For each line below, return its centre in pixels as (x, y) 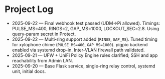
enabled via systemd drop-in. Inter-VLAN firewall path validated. (78, 50)
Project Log (29, 9)
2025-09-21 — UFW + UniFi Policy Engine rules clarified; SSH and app (85, 55)
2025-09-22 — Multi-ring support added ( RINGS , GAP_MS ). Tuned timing (85, 39)
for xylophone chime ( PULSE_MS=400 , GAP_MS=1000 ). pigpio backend (80, 44)
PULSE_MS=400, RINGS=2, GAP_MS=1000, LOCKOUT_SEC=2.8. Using (85, 28)
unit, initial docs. (29, 71)
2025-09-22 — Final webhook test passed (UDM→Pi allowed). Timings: (86, 23)
